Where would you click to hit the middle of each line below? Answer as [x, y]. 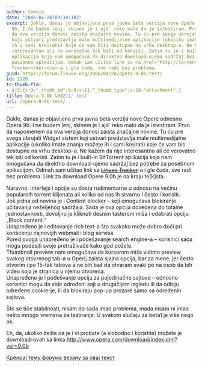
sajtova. [16, 296]
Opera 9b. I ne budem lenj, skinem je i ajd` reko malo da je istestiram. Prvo [98, 125]
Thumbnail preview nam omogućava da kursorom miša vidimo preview [94, 252]
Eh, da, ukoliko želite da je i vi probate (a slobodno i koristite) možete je [94, 333]
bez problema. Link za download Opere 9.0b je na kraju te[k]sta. [86, 176]
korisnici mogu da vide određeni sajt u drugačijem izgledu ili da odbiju [93, 284]
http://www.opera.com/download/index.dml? [122, 339]
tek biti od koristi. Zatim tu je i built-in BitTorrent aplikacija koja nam [89, 157]
